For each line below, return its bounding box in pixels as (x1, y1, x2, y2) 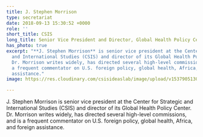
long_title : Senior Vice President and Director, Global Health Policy (6, 37, 190, 43)
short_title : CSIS (6, 31, 53, 37)
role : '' (6, 25, 28, 32)
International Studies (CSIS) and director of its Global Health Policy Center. (6, 104, 192, 112)
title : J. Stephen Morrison (6, 8, 77, 15)
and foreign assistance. (6, 124, 65, 131)
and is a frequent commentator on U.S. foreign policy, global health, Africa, (6, 117, 193, 124)
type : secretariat (6, 14, 53, 21)
